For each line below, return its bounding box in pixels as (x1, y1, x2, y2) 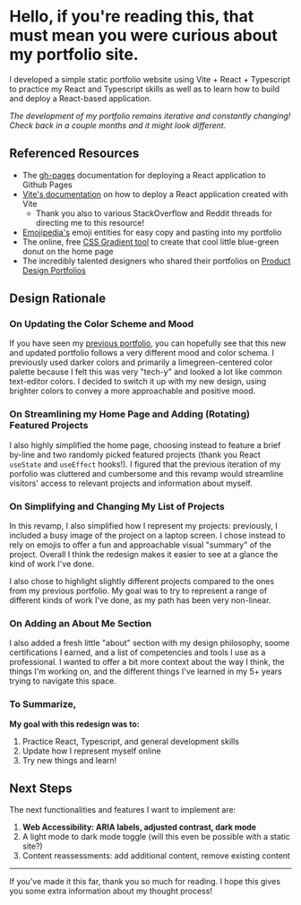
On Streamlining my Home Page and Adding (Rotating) (9, 408, 251, 420)
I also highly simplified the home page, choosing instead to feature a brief (9, 439, 281, 450)
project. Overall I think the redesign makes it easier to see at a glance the (9, 549, 279, 560)
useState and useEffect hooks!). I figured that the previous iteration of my (9, 459, 281, 470)
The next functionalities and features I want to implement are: (9, 805, 236, 815)
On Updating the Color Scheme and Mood (9, 318, 194, 331)
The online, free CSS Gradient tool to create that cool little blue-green (21, 236, 279, 247)
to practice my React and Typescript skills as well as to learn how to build (9, 83, 280, 94)
